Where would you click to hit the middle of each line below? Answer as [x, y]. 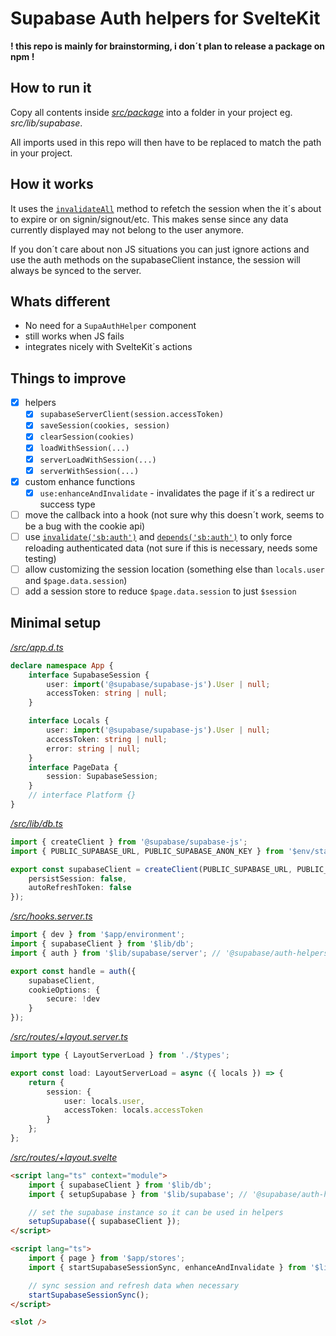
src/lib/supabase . [46, 123]
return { [46, 1082]
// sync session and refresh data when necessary [134, 1285]
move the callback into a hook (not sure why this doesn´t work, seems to [174, 514]
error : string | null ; [93, 748]
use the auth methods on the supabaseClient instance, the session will [155, 259]
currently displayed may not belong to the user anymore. [127, 229]
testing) [40, 558]
